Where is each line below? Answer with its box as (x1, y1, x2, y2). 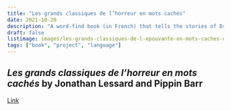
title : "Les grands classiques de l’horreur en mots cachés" (7, 10, 186, 17)
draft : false (7, 29, 45, 36)
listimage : (7, 36, 38, 42)
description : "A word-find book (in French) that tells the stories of (7, 23, 217, 29)
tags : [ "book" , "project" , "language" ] (7, 42, 122, 49)
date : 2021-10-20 (7, 16, 57, 23)
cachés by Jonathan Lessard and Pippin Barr (7, 78, 203, 90)
